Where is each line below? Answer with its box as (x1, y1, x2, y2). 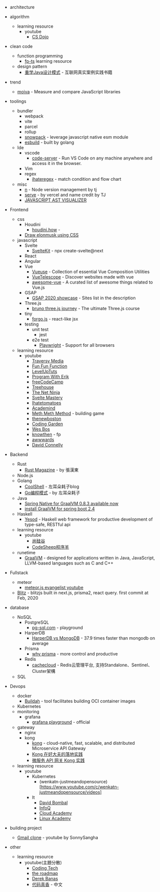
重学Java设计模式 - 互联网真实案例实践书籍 (24, 69, 113, 75)
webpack (24, 113, 43, 119)
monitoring (17, 709, 40, 714)
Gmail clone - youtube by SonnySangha (17, 835, 98, 840)
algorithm (9, 14, 30, 19)
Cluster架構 (32, 668, 56, 674)
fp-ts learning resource (24, 58, 72, 64)
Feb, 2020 (17, 595, 39, 601)
